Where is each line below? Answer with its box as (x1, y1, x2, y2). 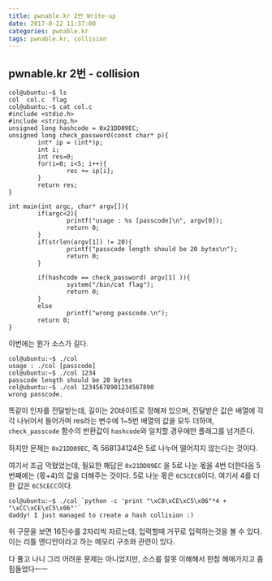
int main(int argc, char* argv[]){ (8, 202, 129, 211)
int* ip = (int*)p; (37, 139, 104, 147)
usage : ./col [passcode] (8, 362, 96, 371)
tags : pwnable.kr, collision (8, 34, 107, 43)
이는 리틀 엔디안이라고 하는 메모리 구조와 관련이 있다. (8, 537, 175, 547)
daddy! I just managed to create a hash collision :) (8, 511, 195, 520)
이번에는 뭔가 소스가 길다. (8, 339, 89, 349)
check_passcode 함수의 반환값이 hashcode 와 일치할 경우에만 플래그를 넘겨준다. (8, 426, 256, 436)
